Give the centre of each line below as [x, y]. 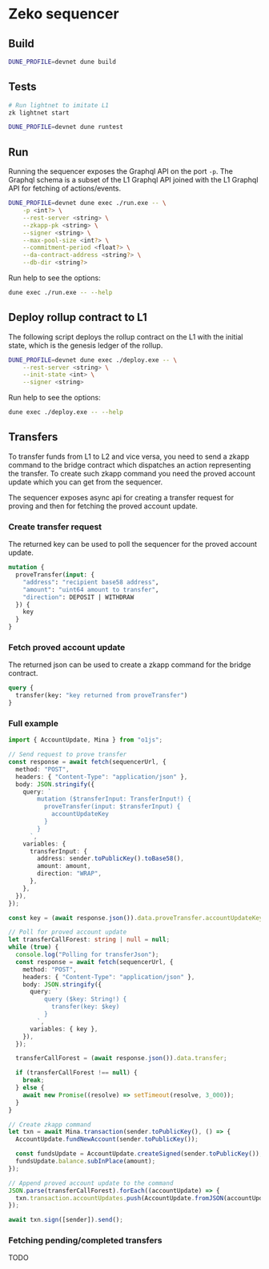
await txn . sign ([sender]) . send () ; [66, 1220]
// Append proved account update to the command [91, 1183]
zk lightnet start [39, 113]
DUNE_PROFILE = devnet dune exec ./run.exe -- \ [87, 203]
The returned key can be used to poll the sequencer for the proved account [133, 544]
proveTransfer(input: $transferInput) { [112, 807]
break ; [34, 1080]
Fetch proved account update [67, 647]
